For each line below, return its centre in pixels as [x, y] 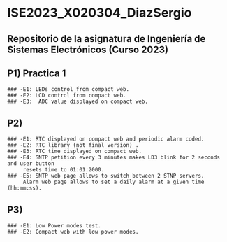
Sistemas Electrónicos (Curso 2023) [88, 49]
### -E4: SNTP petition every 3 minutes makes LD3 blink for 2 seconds [113, 158]
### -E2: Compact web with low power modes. [73, 232]
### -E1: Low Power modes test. [54, 226]
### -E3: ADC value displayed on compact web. [78, 102]
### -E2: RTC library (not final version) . [73, 145]
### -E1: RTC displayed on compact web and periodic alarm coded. [106, 139]
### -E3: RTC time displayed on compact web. [74, 152]
